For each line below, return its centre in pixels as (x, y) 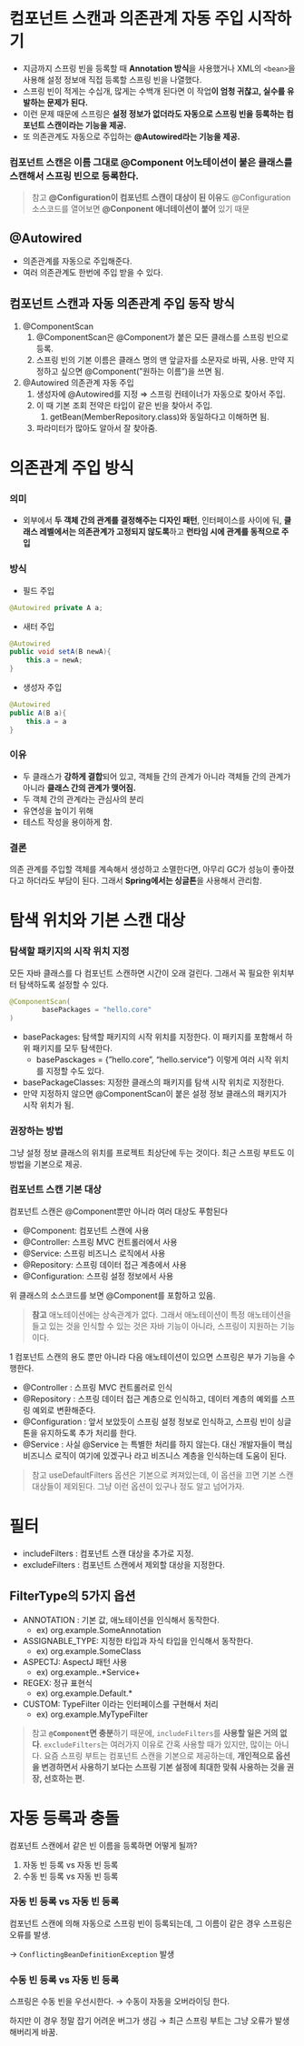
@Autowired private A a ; (56, 607)
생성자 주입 (42, 687)
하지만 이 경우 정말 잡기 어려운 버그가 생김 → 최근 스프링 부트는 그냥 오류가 (141, 2021)
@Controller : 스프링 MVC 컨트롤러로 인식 (98, 1387)
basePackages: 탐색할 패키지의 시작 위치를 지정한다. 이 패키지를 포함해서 (152, 1037)
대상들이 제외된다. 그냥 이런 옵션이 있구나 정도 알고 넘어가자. (138, 1486)
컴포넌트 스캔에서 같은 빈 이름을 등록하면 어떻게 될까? (103, 1845)
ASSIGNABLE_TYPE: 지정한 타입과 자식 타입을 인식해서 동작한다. (138, 1640)
